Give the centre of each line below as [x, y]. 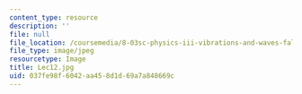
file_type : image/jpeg [52, 51]
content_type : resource [54, 17]
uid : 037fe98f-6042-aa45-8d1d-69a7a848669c [92, 76]
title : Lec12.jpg [42, 68]
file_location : [38, 43]
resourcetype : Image [48, 59]
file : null [30, 34]
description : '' [40, 26]
